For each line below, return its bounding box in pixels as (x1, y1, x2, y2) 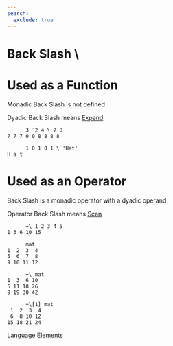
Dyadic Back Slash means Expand (7, 113, 104, 122)
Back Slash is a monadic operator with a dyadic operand (7, 196, 167, 205)
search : (7, 10, 30, 17)
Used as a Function (7, 77, 118, 93)
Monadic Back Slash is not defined (7, 100, 105, 108)
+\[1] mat (25, 301, 54, 308)
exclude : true (13, 16, 54, 23)
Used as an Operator (7, 173, 127, 189)
